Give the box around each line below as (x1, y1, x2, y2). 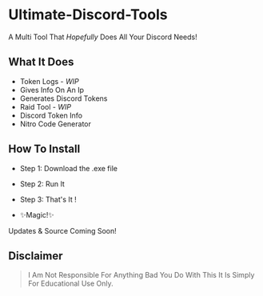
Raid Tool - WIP (19, 102, 72, 111)
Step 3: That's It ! (19, 194, 78, 204)
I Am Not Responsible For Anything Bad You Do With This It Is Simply (27, 270, 255, 280)
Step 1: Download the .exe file (19, 163, 118, 173)
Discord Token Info (19, 110, 82, 120)
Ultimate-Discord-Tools (8, 6, 168, 24)
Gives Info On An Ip (19, 85, 84, 94)
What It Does (8, 55, 74, 69)
